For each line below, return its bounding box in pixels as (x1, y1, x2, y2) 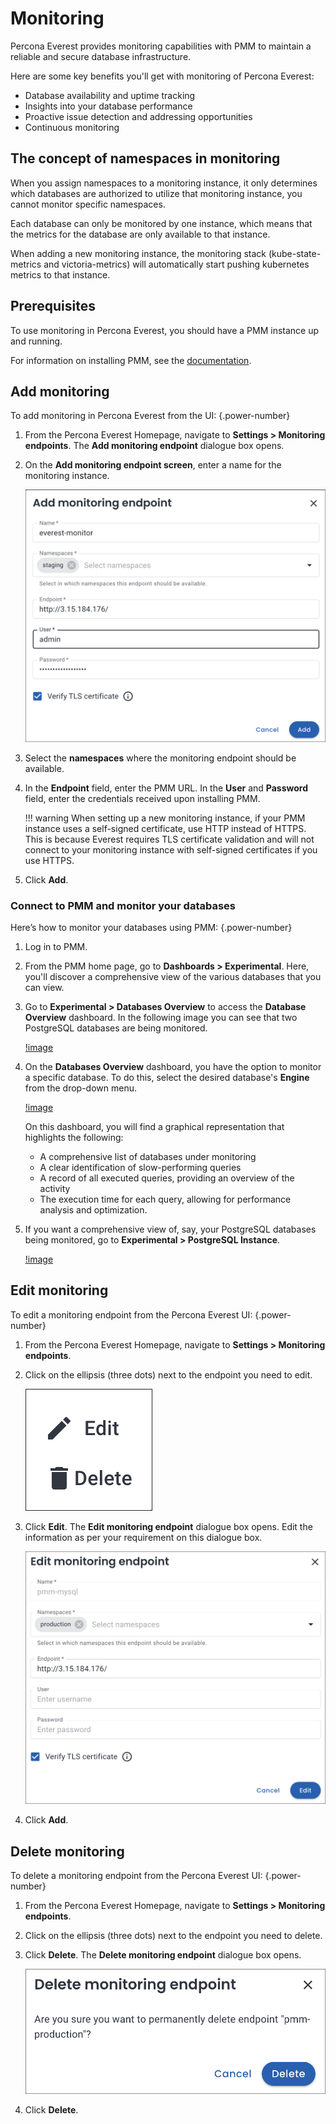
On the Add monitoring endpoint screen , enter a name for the (24, 459, 282, 471)
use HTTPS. (24, 854, 75, 866)
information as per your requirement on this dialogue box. (24, 1531, 263, 1543)
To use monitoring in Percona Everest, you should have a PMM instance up (10, 324, 320, 336)
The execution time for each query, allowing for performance (39, 1193, 292, 1205)
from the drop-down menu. (24, 1082, 137, 1094)
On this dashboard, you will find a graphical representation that (24, 1120, 285, 1132)
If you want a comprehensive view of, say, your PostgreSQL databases (24, 1223, 317, 1235)
